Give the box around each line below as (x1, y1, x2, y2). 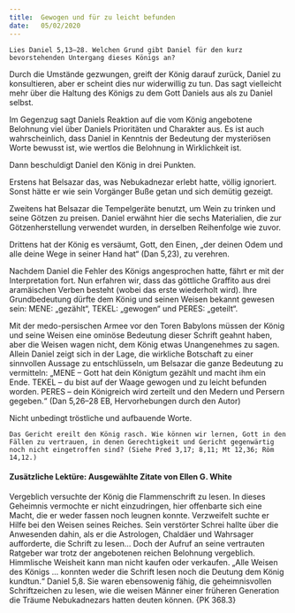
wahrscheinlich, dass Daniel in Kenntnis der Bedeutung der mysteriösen (9, 133, 271, 143)
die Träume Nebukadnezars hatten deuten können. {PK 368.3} (9, 594, 237, 605)
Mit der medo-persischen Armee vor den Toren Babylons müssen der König (9, 320, 285, 331)
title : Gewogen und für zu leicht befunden (9, 12, 176, 22)
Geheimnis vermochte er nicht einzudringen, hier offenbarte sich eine (9, 501, 262, 511)
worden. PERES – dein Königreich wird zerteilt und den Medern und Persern (9, 386, 285, 396)
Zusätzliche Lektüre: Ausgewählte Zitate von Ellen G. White (9, 471, 232, 482)
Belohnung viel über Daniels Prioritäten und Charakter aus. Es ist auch (9, 123, 265, 134)
